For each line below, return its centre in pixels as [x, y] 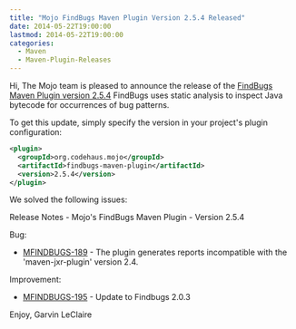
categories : [32, 43]
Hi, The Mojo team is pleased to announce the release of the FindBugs [141, 86]
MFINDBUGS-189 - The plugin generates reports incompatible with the [155, 252]
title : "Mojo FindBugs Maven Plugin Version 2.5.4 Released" [128, 18]
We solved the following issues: [69, 199]
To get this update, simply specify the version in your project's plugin [138, 122]
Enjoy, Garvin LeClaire [51, 314]
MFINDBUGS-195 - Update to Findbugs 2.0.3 [106, 297]
